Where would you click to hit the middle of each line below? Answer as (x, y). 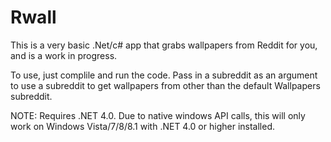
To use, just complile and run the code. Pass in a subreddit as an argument (164, 75)
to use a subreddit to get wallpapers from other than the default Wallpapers (165, 85)
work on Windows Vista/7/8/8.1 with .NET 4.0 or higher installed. (142, 126)
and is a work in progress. (64, 55)
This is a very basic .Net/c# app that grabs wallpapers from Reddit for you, (164, 45)
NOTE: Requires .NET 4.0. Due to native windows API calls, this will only (158, 115)
